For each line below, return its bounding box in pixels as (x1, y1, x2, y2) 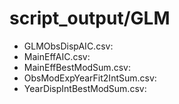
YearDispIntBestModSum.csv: (23, 82, 147, 94)
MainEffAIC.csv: (23, 50, 91, 62)
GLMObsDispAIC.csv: (23, 40, 114, 52)
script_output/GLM (9, 7, 171, 30)
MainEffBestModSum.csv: (23, 61, 131, 73)
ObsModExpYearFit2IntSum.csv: (23, 72, 157, 84)
